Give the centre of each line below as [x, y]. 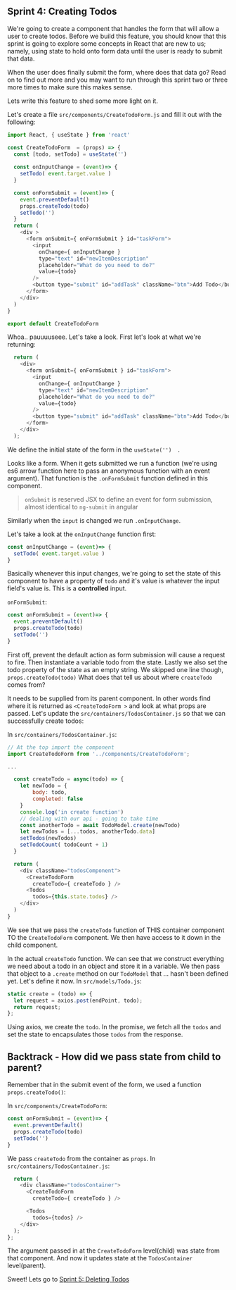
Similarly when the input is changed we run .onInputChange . [94, 520]
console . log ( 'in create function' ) [72, 812]
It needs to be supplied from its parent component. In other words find [109, 698]
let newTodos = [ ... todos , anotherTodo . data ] [88, 832]
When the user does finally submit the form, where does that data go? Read [117, 72]
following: [21, 122]
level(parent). [27, 1266]
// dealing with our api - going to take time [89, 819]
